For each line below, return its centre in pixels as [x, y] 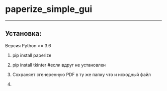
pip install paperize [32, 55]
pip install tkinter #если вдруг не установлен [59, 65]
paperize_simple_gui [49, 9]
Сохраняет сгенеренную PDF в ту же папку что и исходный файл [82, 74]
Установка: [23, 34]
